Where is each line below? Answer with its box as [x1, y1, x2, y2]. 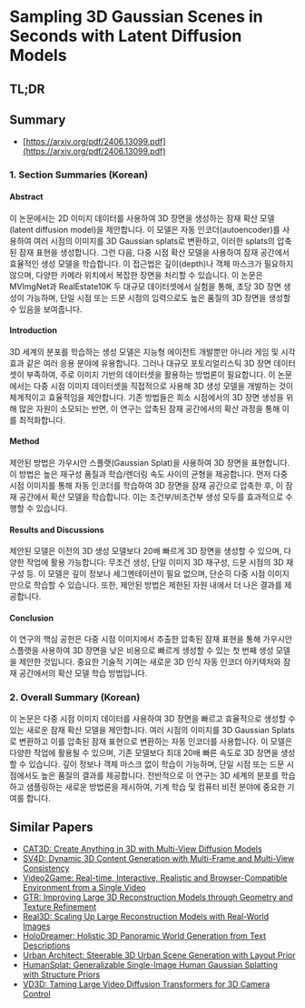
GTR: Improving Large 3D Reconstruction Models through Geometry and [22, 892, 293, 902]
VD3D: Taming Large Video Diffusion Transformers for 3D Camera [22, 979, 271, 990]
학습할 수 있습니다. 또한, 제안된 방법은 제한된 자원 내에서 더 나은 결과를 [33, 580, 283, 590]
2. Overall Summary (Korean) [9, 691, 141, 704]
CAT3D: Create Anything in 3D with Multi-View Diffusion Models [22, 843, 262, 854]
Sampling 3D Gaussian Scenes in [9, 6, 263, 27]
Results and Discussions [9, 524, 104, 535]
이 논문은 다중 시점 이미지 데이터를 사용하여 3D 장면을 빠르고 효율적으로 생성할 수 [9, 712, 296, 724]
